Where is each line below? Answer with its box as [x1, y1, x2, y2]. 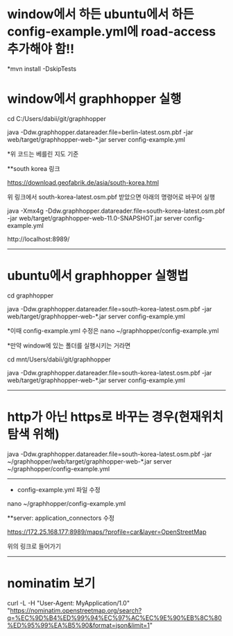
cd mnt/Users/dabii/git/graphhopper [7, 355, 111, 364]
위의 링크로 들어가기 [7, 541, 61, 550]
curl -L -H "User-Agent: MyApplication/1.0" [7, 598, 130, 607]
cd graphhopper [7, 291, 54, 300]
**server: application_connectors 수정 [7, 514, 115, 522]
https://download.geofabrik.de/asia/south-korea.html [7, 178, 159, 186]
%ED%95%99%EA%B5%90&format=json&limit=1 [7, 621, 150, 629]
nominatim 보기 [7, 575, 96, 591]
